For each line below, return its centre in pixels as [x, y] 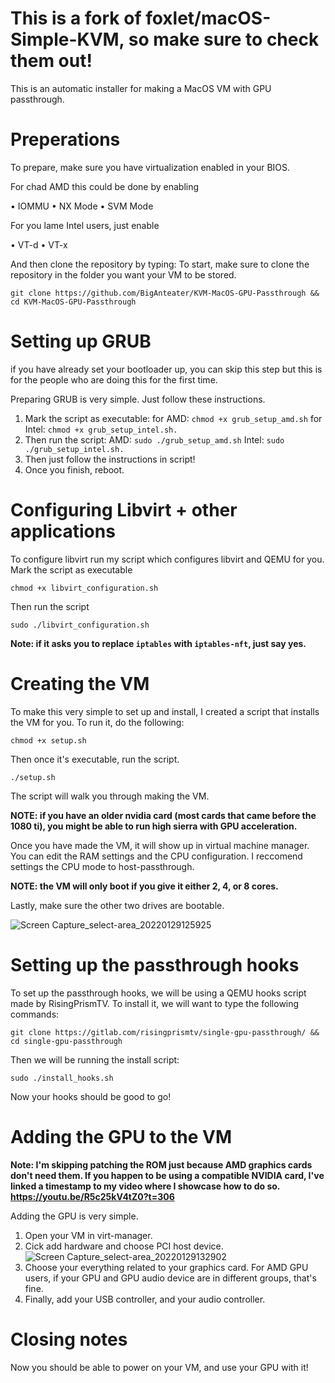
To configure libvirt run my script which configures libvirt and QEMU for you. [167, 559]
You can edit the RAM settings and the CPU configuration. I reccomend [156, 856]
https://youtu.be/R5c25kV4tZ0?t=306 [92, 1196]
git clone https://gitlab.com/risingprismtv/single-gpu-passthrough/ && [165, 1032]
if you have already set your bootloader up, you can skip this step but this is [166, 369]
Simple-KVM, [67, 39]
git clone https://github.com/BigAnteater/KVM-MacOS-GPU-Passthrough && [165, 293]
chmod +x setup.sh [48, 740]
